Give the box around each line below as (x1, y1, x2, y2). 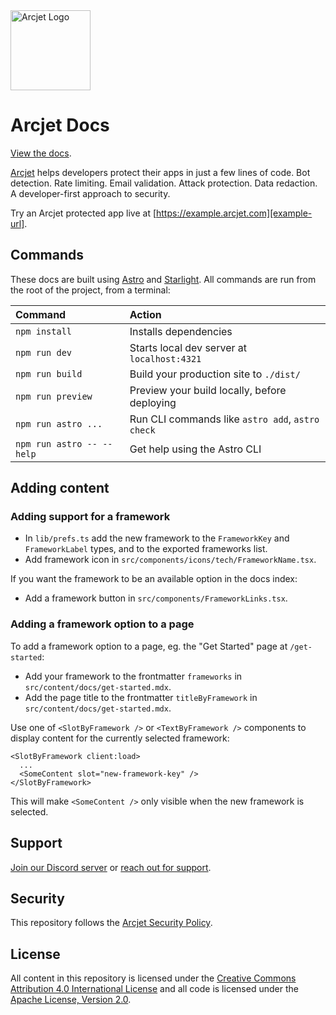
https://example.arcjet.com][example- (156, 207, 313, 219)
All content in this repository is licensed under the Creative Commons (10, 972, 297, 984)
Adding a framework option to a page (10, 617, 195, 631)
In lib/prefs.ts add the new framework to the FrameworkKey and (24, 532, 290, 544)
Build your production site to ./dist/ (129, 367, 301, 381)
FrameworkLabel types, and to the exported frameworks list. (24, 543, 268, 555)
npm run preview (15, 390, 93, 402)
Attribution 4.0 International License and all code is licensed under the (10, 983, 299, 995)
